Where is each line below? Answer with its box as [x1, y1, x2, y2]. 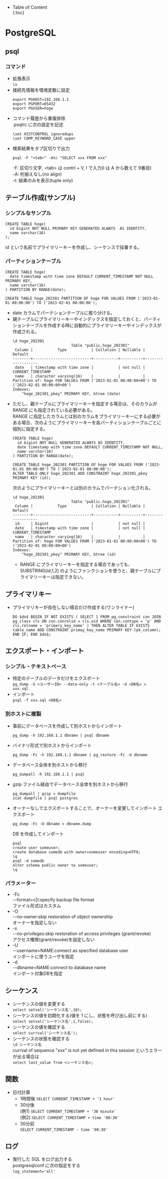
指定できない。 [55, 574, 86, 580]
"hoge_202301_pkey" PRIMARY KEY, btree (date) [22, 391, 121, 396]
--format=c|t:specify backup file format [12, 896, 94, 902]
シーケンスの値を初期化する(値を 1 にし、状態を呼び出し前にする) [12, 1012, 148, 1018]
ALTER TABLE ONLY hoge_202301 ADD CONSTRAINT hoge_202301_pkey [12, 471, 148, 476]
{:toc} [12, 10, 25, 16]
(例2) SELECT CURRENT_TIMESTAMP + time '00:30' [20, 1114, 119, 1120]
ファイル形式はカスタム [12, 902, 61, 908]
